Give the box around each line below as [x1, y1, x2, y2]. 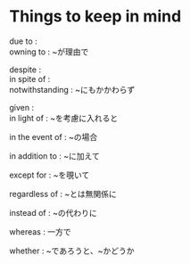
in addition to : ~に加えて [9, 150, 100, 161]
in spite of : [9, 73, 51, 84]
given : [9, 102, 34, 112]
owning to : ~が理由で [9, 46, 89, 57]
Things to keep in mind [9, 6, 182, 27]
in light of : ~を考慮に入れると [9, 112, 119, 123]
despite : [9, 64, 42, 75]
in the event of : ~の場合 [9, 131, 98, 142]
